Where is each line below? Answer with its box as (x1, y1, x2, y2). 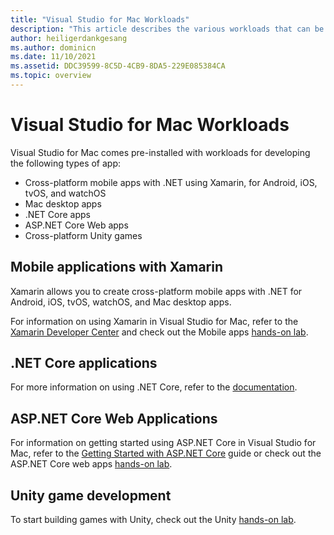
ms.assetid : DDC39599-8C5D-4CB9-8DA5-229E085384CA (10, 61, 226, 71)
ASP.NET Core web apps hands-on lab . (10, 458, 173, 470)
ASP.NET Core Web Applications (10, 410, 218, 427)
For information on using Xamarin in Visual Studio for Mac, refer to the (10, 315, 299, 327)
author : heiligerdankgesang (10, 33, 128, 43)
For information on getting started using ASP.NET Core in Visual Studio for (10, 437, 317, 449)
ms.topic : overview (10, 71, 92, 81)
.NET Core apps (24, 208, 91, 220)
